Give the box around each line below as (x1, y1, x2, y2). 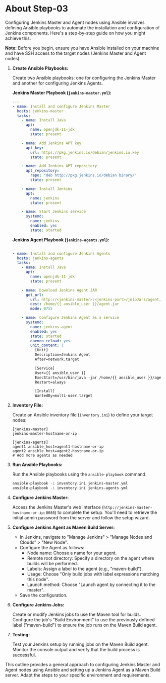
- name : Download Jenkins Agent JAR (21, 288, 97, 293)
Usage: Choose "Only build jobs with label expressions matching (27, 571, 160, 577)
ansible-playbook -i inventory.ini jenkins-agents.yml (12, 486, 128, 490)
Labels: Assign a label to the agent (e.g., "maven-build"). (27, 566, 143, 572)
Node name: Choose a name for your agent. (27, 550, 117, 556)
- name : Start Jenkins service (21, 209, 86, 214)
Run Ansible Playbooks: (12, 462, 63, 468)
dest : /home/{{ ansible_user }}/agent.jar (30, 301, 119, 306)
